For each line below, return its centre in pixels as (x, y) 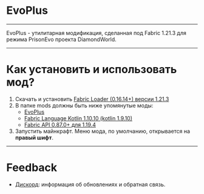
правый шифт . (34, 137)
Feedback (32, 168)
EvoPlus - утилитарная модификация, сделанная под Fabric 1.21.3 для (96, 33)
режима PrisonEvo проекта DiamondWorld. (61, 39)
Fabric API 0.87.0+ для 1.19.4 (60, 124)
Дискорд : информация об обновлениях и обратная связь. (90, 184)
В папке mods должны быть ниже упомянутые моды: (84, 105)
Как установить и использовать (92, 70)
